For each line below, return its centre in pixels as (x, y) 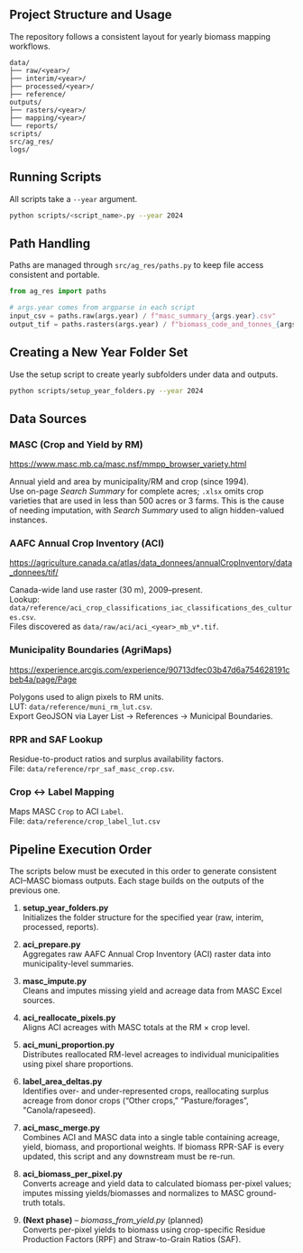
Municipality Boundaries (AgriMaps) (91, 650)
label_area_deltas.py (62, 1082)
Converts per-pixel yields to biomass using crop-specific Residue (144, 1230)
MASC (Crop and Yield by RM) (76, 444)
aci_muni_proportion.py (69, 1045)
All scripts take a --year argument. (73, 198)
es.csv (22, 618)
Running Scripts (55, 177)
